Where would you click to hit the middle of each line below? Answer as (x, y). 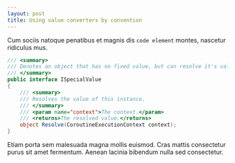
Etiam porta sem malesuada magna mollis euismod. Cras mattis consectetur (116, 145)
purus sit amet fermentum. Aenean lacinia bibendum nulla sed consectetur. (115, 152)
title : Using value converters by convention (74, 20)
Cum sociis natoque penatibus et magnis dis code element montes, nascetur (116, 40)
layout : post (26, 14)
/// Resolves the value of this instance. (83, 99)
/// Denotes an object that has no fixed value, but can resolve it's (112, 67)
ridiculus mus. (27, 47)
